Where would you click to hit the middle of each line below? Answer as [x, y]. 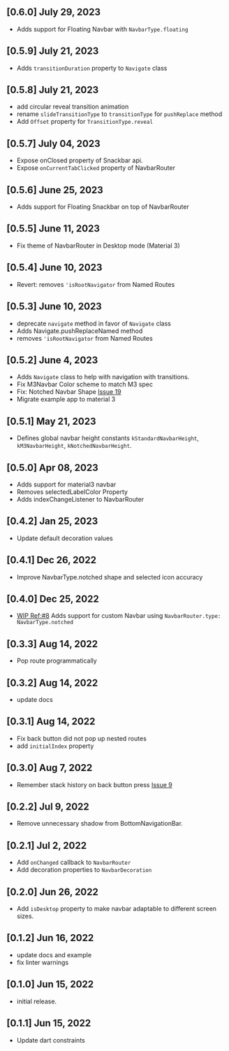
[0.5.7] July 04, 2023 [53, 143]
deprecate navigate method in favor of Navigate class [94, 323]
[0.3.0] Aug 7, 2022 [50, 768]
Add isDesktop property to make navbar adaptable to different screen [117, 909]
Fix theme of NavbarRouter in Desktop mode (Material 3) [98, 246]
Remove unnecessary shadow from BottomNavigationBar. [99, 824]
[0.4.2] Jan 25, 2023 [52, 521]
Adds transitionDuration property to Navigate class [92, 68]
